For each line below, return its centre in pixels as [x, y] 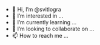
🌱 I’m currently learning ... [44, 22]
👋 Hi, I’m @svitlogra [37, 9]
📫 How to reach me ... [40, 36]
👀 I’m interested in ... [38, 16]
